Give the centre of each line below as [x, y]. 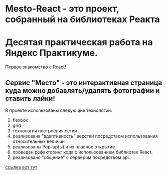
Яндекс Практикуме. [51, 53]
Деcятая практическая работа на [79, 42]
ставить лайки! [30, 98]
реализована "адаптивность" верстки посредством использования [85, 136]
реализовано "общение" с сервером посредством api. [71, 157]
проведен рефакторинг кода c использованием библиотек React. [82, 152]
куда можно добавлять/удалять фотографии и [82, 91]
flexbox [20, 120]
